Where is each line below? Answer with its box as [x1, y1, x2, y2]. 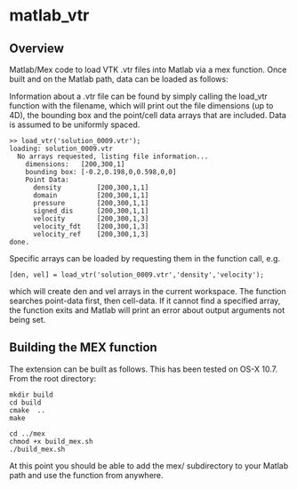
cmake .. [9, 405, 46, 414]
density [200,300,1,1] [32, 183, 149, 192]
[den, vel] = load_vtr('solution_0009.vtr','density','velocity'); [9, 270, 265, 279]
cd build [9, 397, 42, 407]
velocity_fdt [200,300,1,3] [32, 222, 149, 231]
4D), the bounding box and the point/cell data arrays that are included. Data [9, 110, 287, 120]
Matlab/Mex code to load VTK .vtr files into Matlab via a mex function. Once [9, 64, 287, 75]
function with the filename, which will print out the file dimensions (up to [9, 100, 274, 111]
